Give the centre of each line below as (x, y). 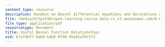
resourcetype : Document (29, 28)
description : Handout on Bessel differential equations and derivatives (81, 14)
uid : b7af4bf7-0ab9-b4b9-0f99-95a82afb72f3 (50, 37)
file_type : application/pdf (34, 23)
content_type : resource (29, 10)
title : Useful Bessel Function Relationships (52, 32)
